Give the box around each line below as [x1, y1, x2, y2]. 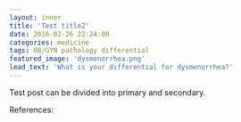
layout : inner [9, 12, 62, 22]
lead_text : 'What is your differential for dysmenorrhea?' [9, 63, 234, 72]
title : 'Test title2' [9, 21, 90, 30]
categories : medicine [9, 37, 90, 47]
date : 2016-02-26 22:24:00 [9, 29, 110, 38]
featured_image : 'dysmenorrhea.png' [9, 54, 145, 63]
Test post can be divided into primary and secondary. [9, 86, 206, 98]
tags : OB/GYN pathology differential [9, 46, 150, 55]
